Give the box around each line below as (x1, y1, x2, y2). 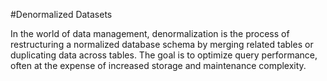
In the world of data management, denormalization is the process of (10, 28, 290, 39)
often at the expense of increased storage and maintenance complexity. (10, 60, 307, 71)
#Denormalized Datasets (10, 9, 113, 20)
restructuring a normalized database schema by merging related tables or (10, 39, 314, 50)
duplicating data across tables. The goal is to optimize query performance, (10, 49, 318, 61)
